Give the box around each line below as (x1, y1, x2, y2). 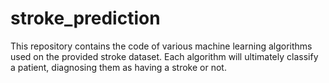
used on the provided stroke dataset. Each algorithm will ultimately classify (10, 50, 319, 62)
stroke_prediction (10, 7, 161, 30)
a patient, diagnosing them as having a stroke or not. (10, 61, 227, 73)
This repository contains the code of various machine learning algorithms (10, 40, 313, 52)
